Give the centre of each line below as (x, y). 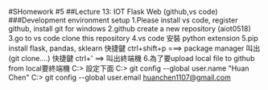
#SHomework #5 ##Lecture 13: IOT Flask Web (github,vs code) (113, 12)
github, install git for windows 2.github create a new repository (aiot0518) (130, 29)
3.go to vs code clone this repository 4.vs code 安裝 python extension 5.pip (134, 38)
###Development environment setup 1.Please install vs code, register (123, 20)
